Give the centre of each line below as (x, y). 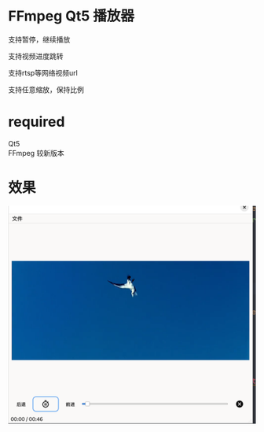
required (37, 122)
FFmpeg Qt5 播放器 (71, 16)
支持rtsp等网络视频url (43, 72)
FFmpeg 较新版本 (36, 153)
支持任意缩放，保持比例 (46, 89)
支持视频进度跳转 (36, 56)
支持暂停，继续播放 (39, 39)
